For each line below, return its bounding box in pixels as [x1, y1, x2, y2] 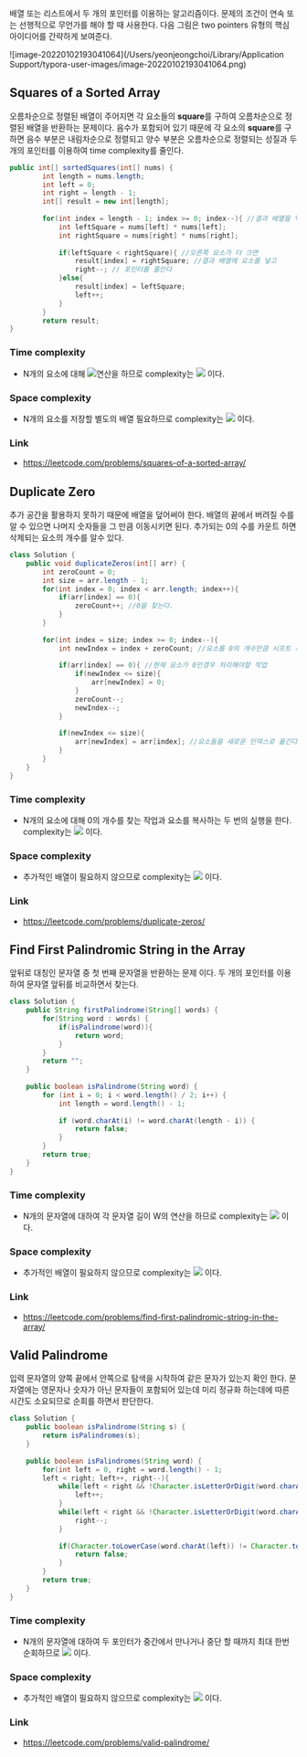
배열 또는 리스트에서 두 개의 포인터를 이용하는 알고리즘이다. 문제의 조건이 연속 [9, 8, 285, 18]
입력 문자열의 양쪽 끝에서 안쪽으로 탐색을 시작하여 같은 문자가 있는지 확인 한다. [9, 1373, 288, 1384]
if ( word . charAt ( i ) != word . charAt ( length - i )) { [58, 1116, 256, 1126]
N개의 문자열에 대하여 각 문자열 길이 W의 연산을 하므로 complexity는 [22, 1211, 269, 1222]
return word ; [74, 1031, 125, 1040]
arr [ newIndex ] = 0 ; [90, 678, 166, 687]
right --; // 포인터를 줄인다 [74, 265, 173, 274]
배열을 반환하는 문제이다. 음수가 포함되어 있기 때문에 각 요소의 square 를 [26, 122, 283, 132]
